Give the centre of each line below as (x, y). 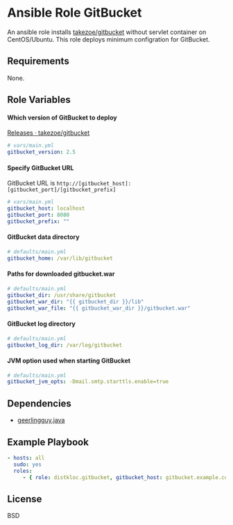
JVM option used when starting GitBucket (69, 360)
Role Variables (39, 100)
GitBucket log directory (42, 324)
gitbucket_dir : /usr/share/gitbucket (62, 295)
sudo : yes (27, 464)
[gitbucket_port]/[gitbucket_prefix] (62, 190)
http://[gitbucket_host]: (94, 184)
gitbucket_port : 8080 (38, 215)
